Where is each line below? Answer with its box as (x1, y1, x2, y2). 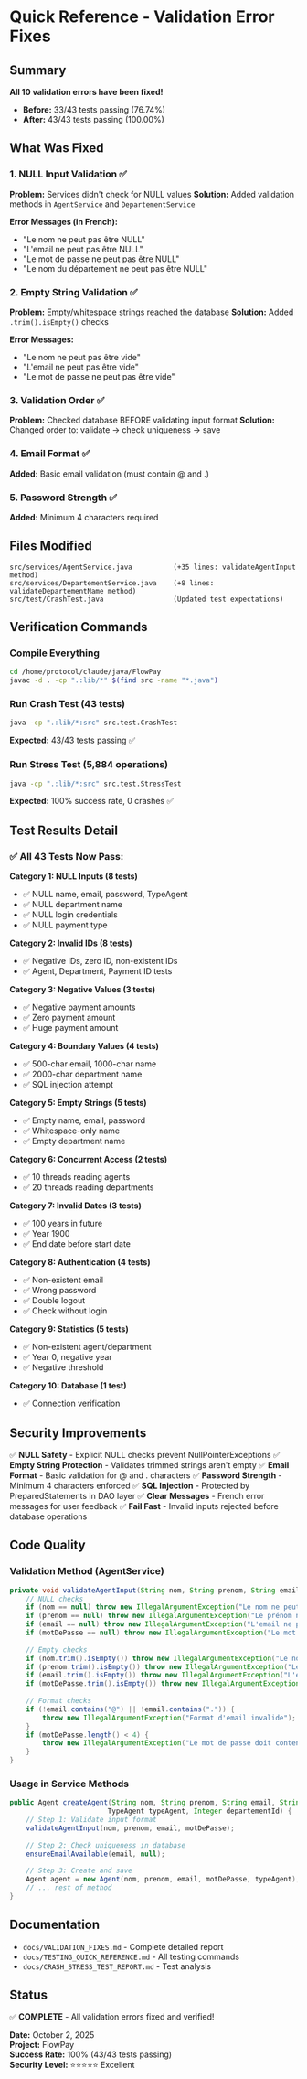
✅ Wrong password (22, 1285, 97, 1296)
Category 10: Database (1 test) (9, 1380, 127, 1391)
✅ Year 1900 (22, 1228, 70, 1239)
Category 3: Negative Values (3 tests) (9, 984, 156, 995)
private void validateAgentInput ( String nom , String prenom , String (9, 1585, 276, 1595)
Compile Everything (9, 647, 101, 659)
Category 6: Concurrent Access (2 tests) (9, 1154, 167, 1165)
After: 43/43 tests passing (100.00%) (22, 114, 164, 124)
